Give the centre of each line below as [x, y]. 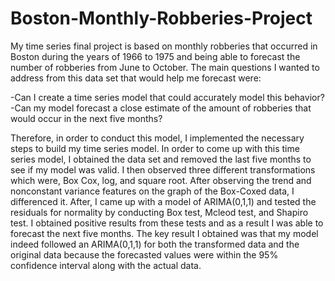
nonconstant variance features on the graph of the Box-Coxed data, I [152, 191]
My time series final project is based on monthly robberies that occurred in [164, 46]
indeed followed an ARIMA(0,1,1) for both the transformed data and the [155, 244]
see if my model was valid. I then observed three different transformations [163, 169]
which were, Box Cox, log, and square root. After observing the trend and [161, 180]
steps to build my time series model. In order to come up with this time [155, 148]
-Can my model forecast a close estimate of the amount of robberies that [161, 108]
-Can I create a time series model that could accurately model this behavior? [167, 97]
